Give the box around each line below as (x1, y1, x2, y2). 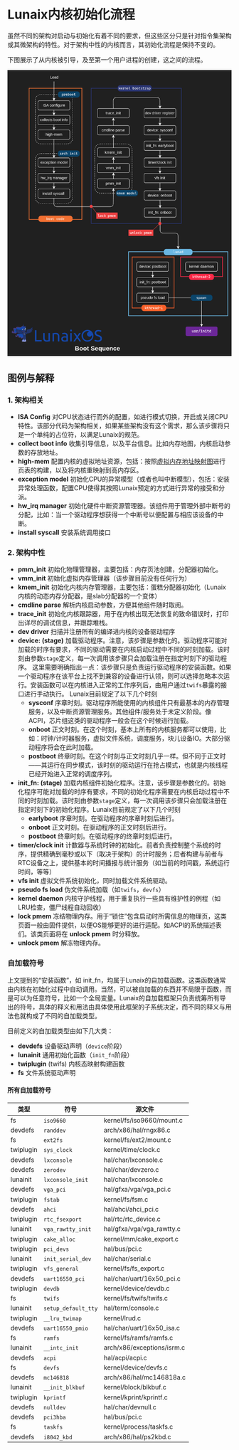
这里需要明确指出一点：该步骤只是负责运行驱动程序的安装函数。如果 (31, 663, 232, 672)
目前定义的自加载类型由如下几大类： (7, 1026, 114, 1035)
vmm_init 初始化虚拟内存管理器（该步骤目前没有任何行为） (17, 574, 191, 583)
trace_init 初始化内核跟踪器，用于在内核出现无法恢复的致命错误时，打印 (17, 610, 229, 618)
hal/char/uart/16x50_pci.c (103, 1274, 181, 1283)
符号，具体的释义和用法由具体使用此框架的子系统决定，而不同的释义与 (19, 1002, 225, 1011)
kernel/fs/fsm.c (103, 1195, 149, 1203)
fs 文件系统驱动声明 (17, 1068, 76, 1076)
